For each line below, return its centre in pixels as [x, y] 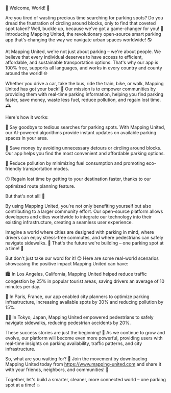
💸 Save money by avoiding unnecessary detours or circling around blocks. [83, 148]
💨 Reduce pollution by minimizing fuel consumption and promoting [75, 163]
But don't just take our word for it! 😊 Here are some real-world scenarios [82, 258]
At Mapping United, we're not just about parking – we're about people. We [83, 52]
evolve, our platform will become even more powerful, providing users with [84, 338]
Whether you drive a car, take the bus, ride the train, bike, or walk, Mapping [85, 83]
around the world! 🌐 [26, 73]
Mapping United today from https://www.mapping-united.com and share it [83, 364]
